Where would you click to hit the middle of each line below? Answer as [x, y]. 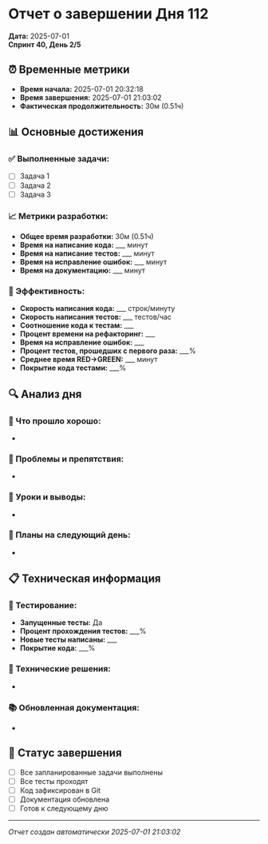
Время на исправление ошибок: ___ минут [93, 261]
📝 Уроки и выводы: [47, 497]
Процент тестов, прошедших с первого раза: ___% [108, 351]
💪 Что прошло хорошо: [55, 420]
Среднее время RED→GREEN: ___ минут [89, 360]
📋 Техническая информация [85, 579]
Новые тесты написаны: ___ [68, 639]
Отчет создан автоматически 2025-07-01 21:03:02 [95, 832]
